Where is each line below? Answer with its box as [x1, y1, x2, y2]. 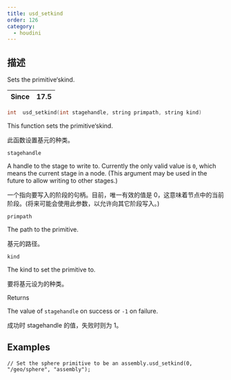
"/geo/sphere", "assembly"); [7, 365, 91, 373]
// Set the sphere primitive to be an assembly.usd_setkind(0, [7, 360, 193, 367]
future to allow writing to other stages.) [7, 176, 119, 184]
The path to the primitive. [7, 225, 79, 234]
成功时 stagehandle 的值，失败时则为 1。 [7, 321, 123, 329]
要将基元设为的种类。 [7, 279, 68, 287]
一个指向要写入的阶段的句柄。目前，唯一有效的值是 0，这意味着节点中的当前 [7, 191, 224, 199]
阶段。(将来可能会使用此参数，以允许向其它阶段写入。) [7, 199, 160, 207]
